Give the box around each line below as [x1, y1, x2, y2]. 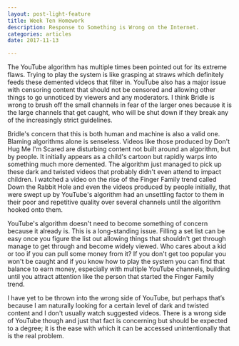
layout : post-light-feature [7, 10, 91, 18]
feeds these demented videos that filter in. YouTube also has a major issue [7, 78, 226, 86]
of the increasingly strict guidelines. [7, 116, 113, 125]
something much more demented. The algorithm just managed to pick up [7, 160, 223, 168]
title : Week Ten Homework [7, 17, 84, 24]
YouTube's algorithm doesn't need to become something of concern [7, 219, 208, 228]
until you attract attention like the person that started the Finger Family [7, 273, 215, 281]
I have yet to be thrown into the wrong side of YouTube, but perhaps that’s [7, 294, 225, 302]
